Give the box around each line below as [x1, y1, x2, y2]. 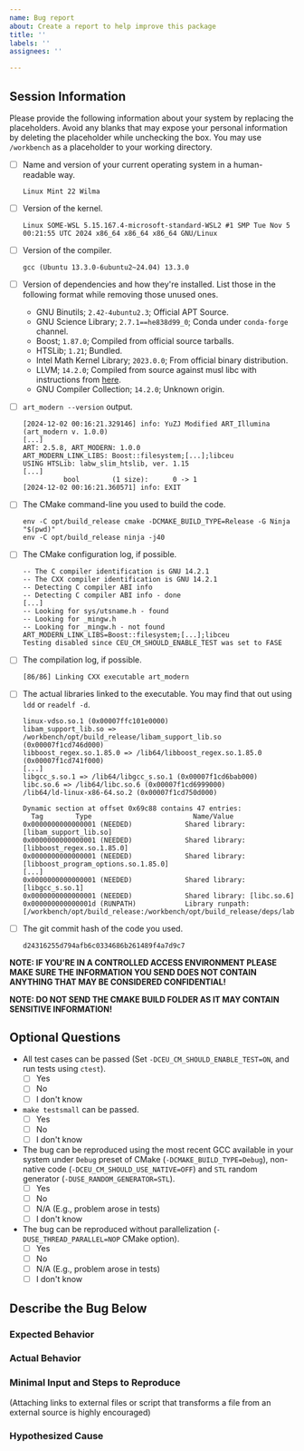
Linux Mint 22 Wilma [22, 187, 100, 196]
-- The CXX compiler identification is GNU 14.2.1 [22, 575, 218, 584]
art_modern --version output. [22, 401, 133, 413]
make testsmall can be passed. [22, 1103, 139, 1114]
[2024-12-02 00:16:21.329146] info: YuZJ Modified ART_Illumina [22, 419, 271, 429]
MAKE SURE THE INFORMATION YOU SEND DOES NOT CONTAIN [9, 966, 257, 977]
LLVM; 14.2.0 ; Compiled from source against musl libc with [35, 365, 258, 376]
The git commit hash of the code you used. [22, 923, 184, 934]
